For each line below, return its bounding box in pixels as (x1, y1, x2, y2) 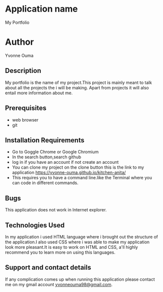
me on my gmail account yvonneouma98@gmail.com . (5, 281, 113, 287)
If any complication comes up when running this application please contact (5, 276, 155, 282)
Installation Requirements (5, 136, 85, 144)
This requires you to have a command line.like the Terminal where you (12, 175, 152, 181)
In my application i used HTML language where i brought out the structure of (5, 234, 158, 240)
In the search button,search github (12, 154, 81, 160)
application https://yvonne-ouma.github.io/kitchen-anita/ (12, 170, 126, 175)
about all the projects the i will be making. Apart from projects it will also (5, 85, 149, 90)
